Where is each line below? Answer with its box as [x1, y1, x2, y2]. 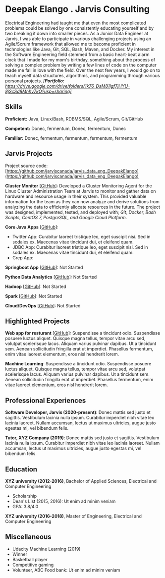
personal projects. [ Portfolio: [5, 78, 64, 84]
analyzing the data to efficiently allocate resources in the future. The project [5, 204, 160, 210]
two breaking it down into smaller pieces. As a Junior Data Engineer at [5, 30, 149, 36]
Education [5, 465, 38, 473]
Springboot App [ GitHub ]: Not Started [5, 264, 83, 270]
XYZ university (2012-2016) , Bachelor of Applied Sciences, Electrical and [5, 478, 157, 484]
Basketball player [12, 556, 48, 562]
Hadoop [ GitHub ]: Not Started [5, 284, 66, 289]
